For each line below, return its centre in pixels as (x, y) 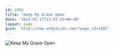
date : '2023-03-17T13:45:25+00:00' (43, 19)
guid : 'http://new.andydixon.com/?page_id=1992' (58, 29)
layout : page (19, 24)
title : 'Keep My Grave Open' (36, 15)
